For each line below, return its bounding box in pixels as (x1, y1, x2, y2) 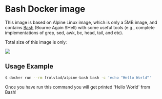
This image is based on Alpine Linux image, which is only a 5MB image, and (5, 19, 158, 25)
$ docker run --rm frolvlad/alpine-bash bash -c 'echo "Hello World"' (5, 75, 152, 80)
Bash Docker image (5, 3, 85, 15)
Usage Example (5, 62, 54, 71)
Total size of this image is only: (5, 39, 67, 45)
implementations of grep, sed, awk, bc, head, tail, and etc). (5, 30, 123, 35)
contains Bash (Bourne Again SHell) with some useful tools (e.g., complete (5, 24, 155, 30)
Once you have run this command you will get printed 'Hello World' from (5, 84, 150, 90)
